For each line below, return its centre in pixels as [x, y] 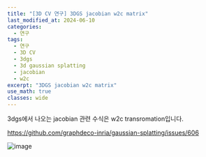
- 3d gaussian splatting [50, 66]
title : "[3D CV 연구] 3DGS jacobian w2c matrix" [78, 14]
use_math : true [29, 91]
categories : [24, 27]
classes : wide [28, 98]
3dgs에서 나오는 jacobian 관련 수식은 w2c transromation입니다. [95, 119]
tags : [15, 40]
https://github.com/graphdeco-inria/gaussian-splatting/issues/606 [103, 133]
